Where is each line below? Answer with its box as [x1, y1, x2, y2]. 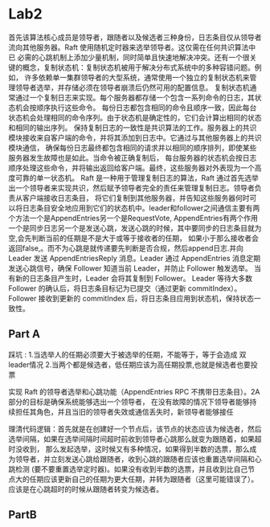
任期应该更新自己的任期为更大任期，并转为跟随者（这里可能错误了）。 [29, 474, 259, 484]
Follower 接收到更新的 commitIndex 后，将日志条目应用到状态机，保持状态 [8, 293, 255, 303]
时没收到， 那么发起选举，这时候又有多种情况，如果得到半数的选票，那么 [8, 443, 250, 454]
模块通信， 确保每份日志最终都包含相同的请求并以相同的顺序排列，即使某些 [8, 142, 257, 153]
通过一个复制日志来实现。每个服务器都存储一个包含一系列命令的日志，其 [14, 92, 255, 102]
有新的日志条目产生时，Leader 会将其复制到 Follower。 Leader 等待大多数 [8, 273, 253, 283]
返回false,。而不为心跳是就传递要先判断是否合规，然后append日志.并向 [8, 243, 243, 253]
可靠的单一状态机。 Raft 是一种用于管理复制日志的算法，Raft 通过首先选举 [14, 173, 259, 182]
